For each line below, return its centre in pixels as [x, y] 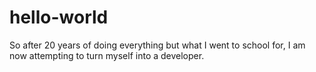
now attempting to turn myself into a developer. [107, 55]
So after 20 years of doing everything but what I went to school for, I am [157, 45]
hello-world [59, 17]
